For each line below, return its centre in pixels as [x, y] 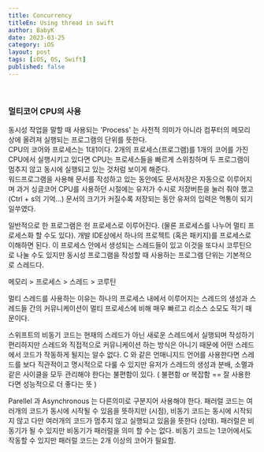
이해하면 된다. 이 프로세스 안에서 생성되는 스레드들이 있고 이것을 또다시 [116, 245]
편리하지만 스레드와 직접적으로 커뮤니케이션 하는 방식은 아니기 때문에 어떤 [121, 345]
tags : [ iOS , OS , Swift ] [47, 60]
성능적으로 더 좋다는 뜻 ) [59, 384]
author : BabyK [32, 30]
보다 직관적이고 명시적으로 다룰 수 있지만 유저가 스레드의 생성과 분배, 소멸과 [138, 364]
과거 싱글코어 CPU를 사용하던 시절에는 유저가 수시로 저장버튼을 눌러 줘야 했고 [135, 189]
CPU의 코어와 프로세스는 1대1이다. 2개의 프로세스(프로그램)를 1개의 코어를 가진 [128, 150]
